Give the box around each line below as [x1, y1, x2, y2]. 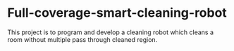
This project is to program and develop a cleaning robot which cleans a [7, 28, 214, 36]
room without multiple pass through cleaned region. [7, 35, 158, 43]
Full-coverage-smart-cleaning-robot [7, 5, 227, 21]
